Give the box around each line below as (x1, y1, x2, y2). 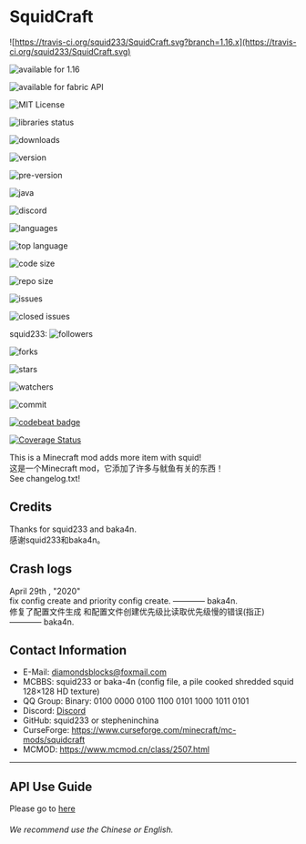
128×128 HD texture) (22, 686, 100, 697)
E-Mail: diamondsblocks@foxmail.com (22, 666, 167, 677)
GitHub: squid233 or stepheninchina (22, 715, 159, 726)
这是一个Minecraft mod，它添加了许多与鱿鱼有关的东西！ (9, 463, 225, 473)
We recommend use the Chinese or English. (9, 824, 174, 835)
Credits (9, 499, 53, 515)
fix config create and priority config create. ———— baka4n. (9, 595, 239, 606)
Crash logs (9, 562, 73, 577)
